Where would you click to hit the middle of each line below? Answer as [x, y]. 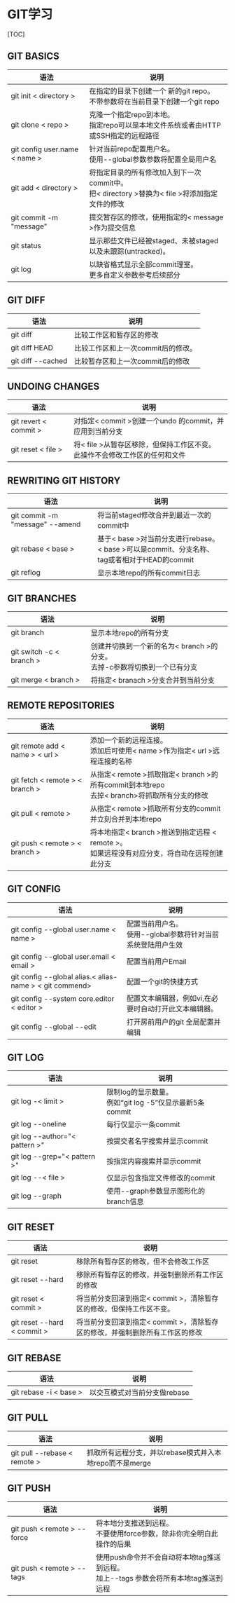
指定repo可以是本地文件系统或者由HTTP [155, 125]
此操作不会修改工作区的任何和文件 [129, 455]
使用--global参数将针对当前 [173, 934]
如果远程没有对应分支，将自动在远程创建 [157, 853]
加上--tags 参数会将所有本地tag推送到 [159, 1578]
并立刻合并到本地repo [126, 819]
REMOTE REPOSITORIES [61, 705]
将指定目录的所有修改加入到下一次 [145, 172]
